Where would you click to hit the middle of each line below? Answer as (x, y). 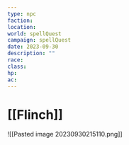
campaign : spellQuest (39, 40)
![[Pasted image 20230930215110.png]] (65, 134)
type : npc (22, 14)
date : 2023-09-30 (33, 47)
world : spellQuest (34, 34)
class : (17, 66)
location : (22, 27)
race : (15, 60)
